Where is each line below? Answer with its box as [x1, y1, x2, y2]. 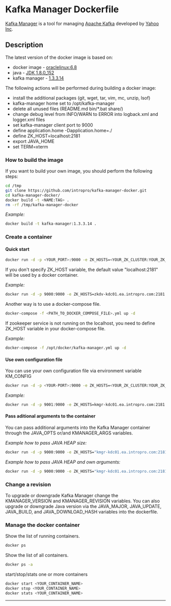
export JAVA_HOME [12, 138, 55, 144]
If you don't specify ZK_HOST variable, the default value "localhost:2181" [5, 266, 158, 273]
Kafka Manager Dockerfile [5, 4, 119, 15]
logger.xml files [12, 116, 45, 123]
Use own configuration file [5, 356, 63, 362]
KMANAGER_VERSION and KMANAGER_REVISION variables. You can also [5, 498, 160, 504]
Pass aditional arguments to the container [5, 413, 96, 419]
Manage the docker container [5, 522, 80, 529]
